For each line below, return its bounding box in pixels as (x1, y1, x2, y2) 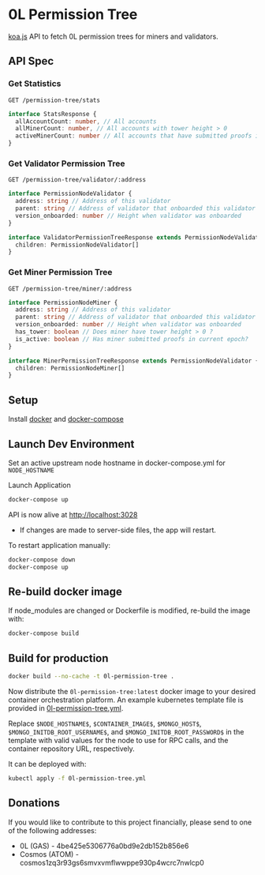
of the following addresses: (8, 825, 97, 835)
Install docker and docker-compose (8, 415, 124, 424)
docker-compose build (8, 629, 80, 637)
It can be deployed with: (8, 759, 87, 768)
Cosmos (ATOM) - (19, 849, 79, 858)
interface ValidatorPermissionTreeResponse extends (8, 233, 181, 242)
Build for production (8, 652, 109, 665)
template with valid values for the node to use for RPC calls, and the (8, 735, 229, 745)
